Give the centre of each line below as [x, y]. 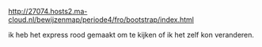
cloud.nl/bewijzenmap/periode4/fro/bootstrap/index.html [101, 20]
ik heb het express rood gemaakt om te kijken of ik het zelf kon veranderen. [131, 35]
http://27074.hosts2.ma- [48, 11]
